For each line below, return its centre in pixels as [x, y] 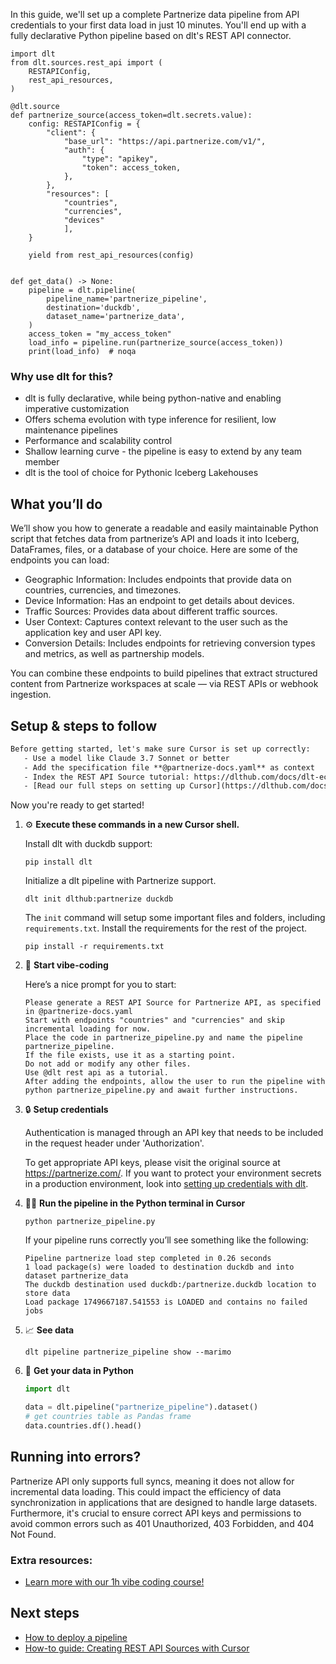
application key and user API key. [93, 633]
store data [47, 1294]
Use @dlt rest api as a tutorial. [96, 1073]
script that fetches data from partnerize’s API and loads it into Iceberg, [155, 539]
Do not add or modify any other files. [108, 1064]
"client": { [71, 133]
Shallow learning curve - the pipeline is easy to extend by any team [163, 451]
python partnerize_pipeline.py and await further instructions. [161, 1090]
